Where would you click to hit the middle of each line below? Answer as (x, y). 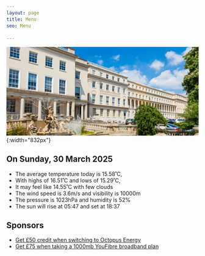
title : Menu (21, 19)
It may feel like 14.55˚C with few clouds (64, 187)
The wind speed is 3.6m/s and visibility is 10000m (78, 193)
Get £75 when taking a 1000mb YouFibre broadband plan (87, 246)
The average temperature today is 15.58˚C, (69, 174)
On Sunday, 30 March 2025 (59, 159)
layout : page (23, 13)
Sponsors (25, 225)
